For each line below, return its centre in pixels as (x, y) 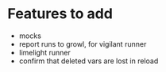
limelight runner (44, 52)
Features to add (60, 14)
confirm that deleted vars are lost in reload (89, 61)
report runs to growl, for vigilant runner (83, 44)
